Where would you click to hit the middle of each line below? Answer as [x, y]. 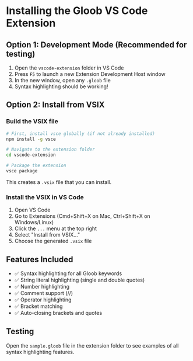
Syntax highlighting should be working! [61, 86]
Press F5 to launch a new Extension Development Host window [90, 74]
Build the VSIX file [32, 122]
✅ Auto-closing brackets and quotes [58, 313]
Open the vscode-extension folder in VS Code [69, 68]
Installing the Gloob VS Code [77, 11]
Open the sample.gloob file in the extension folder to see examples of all [92, 345]
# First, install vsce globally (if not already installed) [81, 133]
